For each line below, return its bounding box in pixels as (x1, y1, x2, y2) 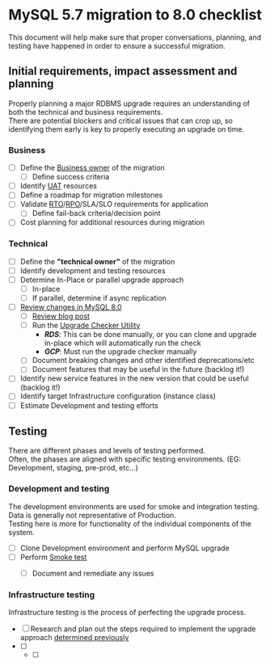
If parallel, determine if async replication (32, 293, 167, 303)
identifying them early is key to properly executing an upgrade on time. (8, 124, 245, 134)
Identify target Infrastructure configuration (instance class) (19, 391, 217, 401)
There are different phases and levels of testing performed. (8, 446, 206, 456)
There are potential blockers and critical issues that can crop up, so (8, 116, 233, 125)
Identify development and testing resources (19, 265, 166, 276)
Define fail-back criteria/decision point (32, 209, 161, 218)
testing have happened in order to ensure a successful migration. (8, 40, 226, 50)
